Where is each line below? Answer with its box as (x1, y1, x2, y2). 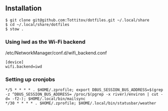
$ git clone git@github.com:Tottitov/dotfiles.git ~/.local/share (5, 17, 150, 22)
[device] (5, 60, 24, 65)
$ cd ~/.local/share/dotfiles (5, 22, 70, 27)
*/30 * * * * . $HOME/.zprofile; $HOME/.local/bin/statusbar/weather (5, 101, 157, 106)
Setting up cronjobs (5, 76, 55, 83)
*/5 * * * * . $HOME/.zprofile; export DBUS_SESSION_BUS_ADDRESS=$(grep (5, 88, 163, 93)
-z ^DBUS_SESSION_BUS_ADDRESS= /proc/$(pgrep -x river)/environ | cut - (5, 92, 163, 97)
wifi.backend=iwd (5, 64, 42, 69)
